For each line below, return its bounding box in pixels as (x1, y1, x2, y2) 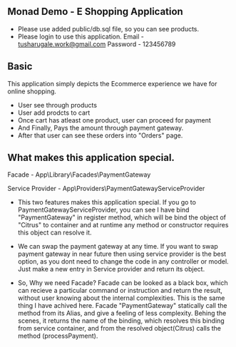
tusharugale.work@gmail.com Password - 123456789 (17, 39, 176, 48)
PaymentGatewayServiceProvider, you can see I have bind (17, 206, 190, 214)
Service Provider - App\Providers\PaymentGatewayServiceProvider (7, 185, 205, 193)
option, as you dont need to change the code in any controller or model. (17, 257, 230, 266)
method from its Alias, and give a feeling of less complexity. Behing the (17, 309, 227, 318)
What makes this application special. (7, 152, 175, 164)
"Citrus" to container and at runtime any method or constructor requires (17, 221, 229, 229)
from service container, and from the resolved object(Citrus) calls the (17, 324, 222, 333)
